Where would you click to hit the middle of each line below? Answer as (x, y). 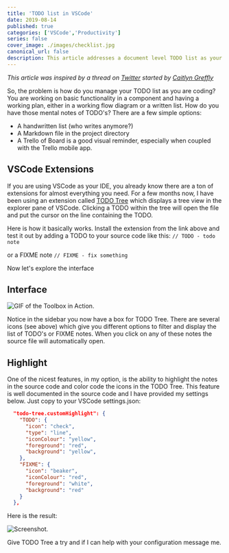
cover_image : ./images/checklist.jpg (61, 45)
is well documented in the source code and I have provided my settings (108, 394)
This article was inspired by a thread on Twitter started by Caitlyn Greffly (110, 77)
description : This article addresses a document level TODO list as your (115, 58)
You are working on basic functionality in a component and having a (103, 98)
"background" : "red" (55, 490)
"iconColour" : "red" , (56, 477)
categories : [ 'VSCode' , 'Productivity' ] (64, 33)
